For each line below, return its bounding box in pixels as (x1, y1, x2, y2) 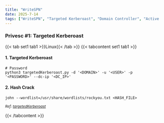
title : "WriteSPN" (5, 7, 43, 12)
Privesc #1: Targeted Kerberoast (5, 32, 83, 39)
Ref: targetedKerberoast (5, 104, 46, 109)
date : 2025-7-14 (5, 12, 38, 17)
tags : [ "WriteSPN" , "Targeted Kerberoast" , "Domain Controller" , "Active (5, 16, 160, 21)
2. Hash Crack (5, 84, 35, 91)
